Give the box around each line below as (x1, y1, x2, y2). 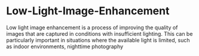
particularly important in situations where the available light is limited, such (6, 36, 190, 43)
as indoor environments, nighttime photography (6, 43, 124, 50)
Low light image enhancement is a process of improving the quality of (6, 24, 178, 31)
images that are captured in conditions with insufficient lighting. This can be (6, 30, 193, 37)
